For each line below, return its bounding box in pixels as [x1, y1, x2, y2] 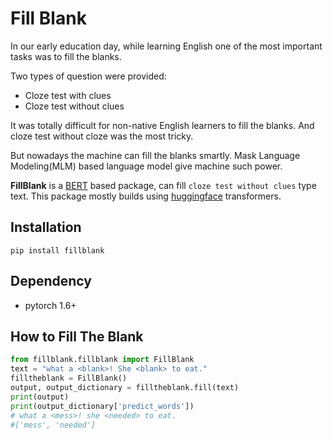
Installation [10, 219, 82, 236]
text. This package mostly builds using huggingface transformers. [10, 190, 282, 202]
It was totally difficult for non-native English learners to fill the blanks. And [10, 119, 315, 131]
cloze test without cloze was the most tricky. [10, 130, 194, 142]
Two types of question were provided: [10, 70, 167, 82]
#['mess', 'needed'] [10, 420, 97, 430]
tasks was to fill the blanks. [10, 50, 122, 62]
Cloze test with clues [24, 89, 112, 101]
